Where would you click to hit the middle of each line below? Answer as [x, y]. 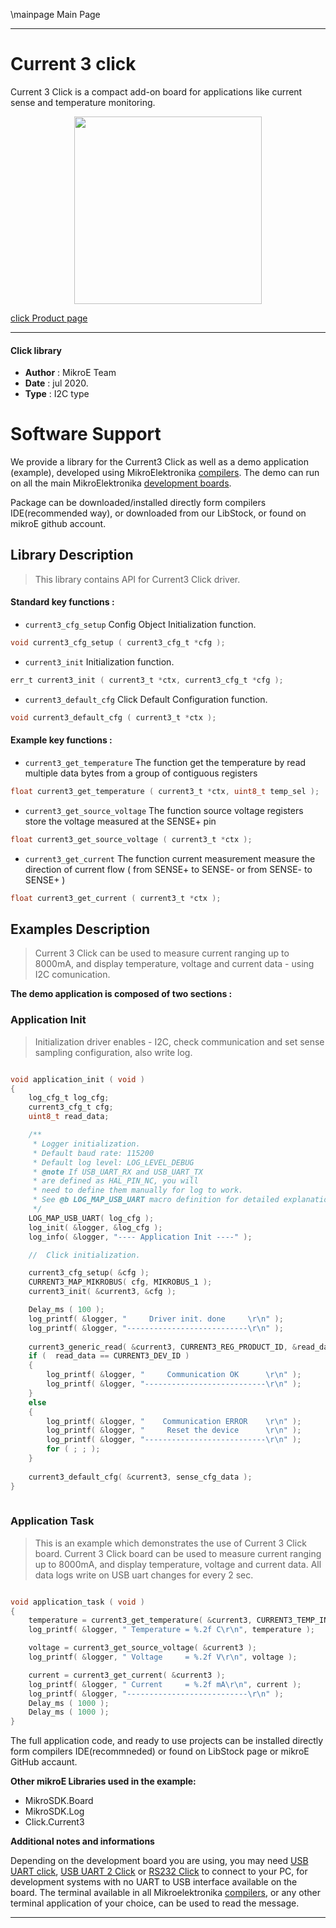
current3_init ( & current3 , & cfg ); [102, 1292]
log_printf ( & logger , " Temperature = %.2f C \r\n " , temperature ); [171, 1630]
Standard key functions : [62, 602]
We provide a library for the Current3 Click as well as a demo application [160, 462]
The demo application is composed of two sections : [121, 994]
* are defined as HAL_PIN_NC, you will [115, 1181]
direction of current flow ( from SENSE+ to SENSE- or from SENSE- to [168, 869]
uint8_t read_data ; [69, 1117]
